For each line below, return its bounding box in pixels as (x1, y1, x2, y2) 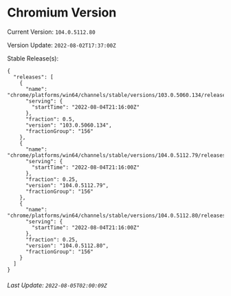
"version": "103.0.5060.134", (25, 122, 112, 129)
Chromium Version (7, 5, 117, 21)
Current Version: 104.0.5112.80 (7, 28, 96, 36)
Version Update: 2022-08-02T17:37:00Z (7, 41, 116, 49)
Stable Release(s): (7, 54, 59, 63)
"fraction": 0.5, (25, 116, 76, 123)
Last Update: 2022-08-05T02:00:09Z (7, 281, 108, 289)
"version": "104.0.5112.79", (25, 182, 109, 189)
